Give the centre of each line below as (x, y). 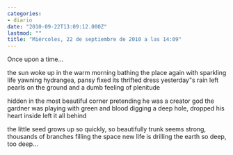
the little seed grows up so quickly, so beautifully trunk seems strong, (107, 129)
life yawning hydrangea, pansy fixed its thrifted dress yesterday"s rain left (113, 80)
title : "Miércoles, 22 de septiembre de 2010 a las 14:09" (95, 40)
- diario (20, 20)
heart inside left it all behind (47, 116)
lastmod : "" (24, 33)
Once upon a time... (35, 59)
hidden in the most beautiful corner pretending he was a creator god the (111, 101)
